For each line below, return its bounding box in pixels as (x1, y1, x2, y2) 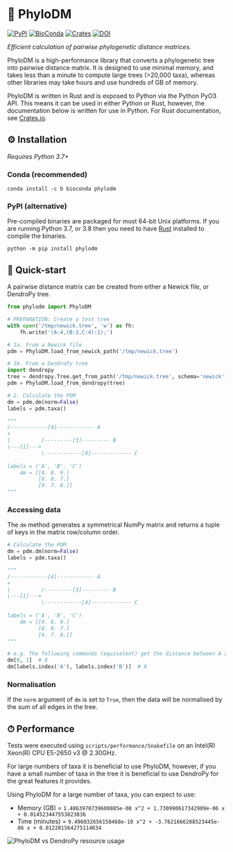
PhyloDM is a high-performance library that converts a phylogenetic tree (7, 56, 215, 65)
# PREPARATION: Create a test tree (7, 316, 110, 323)
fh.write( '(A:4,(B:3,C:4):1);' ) (19, 329, 113, 336)
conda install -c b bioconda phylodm (7, 185, 116, 193)
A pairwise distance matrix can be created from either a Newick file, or (7, 282, 209, 291)
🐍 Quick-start (7, 264, 67, 276)
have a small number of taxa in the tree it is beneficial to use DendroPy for (7, 769, 219, 778)
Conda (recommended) (7, 169, 88, 179)
